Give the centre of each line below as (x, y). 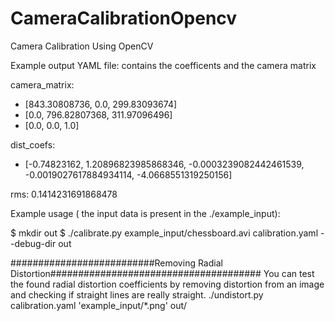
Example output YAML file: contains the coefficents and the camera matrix (163, 65)
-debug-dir (33, 243)
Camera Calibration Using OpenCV (82, 46)
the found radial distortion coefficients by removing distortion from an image (167, 284)
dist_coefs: (33, 144)
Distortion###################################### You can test (162, 273)
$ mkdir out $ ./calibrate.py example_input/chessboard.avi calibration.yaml (164, 233)
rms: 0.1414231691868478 (64, 194)
